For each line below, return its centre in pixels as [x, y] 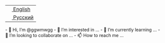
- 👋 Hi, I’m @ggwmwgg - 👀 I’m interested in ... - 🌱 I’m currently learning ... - [83, 30]
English [22, 9]
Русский [24, 17]
